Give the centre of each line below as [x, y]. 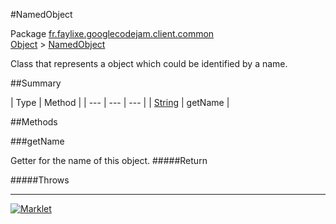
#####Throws [40, 180]
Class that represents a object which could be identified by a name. [149, 63]
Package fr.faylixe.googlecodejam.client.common [112, 33]
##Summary [36, 83]
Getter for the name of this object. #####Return [109, 160]
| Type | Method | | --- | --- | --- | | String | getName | [120, 102]
